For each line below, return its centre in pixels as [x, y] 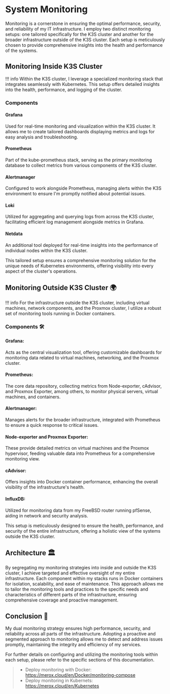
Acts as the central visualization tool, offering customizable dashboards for [84, 352]
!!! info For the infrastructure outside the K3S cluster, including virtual [77, 302]
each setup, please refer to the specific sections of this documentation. [80, 660]
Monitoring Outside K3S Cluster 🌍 [61, 288]
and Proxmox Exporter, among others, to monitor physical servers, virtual [82, 391]
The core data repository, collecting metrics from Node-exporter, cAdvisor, [83, 386]
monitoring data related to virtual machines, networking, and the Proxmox [82, 358]
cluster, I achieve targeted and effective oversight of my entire [70, 573]
